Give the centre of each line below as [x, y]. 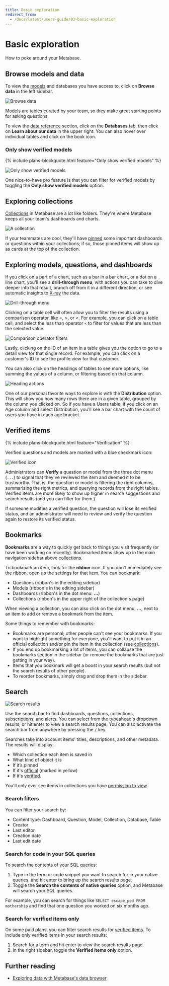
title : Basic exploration [32, 10]
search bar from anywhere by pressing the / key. [56, 730]
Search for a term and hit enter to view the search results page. [78, 945]
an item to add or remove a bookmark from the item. [59, 614]
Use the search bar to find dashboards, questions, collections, [70, 714]
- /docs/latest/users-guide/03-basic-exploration [63, 19]
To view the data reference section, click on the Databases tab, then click [82, 126]
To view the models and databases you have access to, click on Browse [80, 86]
